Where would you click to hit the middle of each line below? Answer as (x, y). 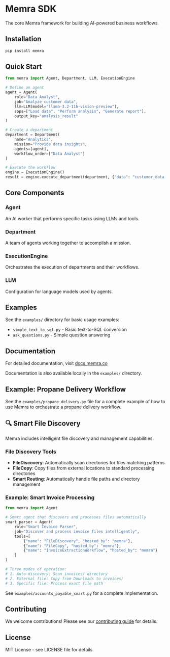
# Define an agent (25, 88)
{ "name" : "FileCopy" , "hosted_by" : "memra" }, (73, 546)
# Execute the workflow (30, 168)
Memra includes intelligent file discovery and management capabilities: (79, 438)
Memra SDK (31, 9)
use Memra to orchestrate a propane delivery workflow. (63, 407)
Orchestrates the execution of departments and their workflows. (72, 267)
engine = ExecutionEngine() (35, 172)
